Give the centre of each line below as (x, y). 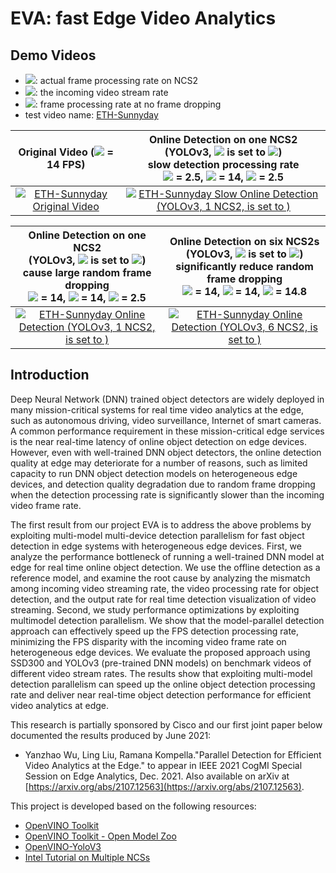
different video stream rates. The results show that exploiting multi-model (161, 673)
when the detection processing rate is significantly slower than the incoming (167, 494)
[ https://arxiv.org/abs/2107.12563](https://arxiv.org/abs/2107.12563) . (164, 786)
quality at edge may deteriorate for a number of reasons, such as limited (159, 463)
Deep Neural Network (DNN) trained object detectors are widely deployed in (167, 399)
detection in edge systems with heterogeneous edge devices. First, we (156, 546)
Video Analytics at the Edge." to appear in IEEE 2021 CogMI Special (163, 765)
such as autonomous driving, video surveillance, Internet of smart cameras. (166, 420)
